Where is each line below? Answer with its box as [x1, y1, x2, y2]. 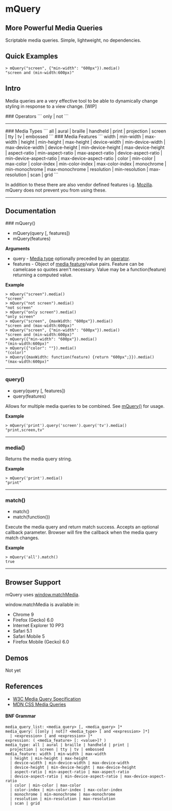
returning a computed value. [12, 272, 73, 278]
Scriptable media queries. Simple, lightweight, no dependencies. [5, 37, 142, 43]
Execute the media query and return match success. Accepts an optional [5, 524, 159, 530]
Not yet [5, 667, 21, 673]
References [5, 682, 43, 691]
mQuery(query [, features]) [12, 230, 70, 236]
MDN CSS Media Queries [12, 701, 67, 707]
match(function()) [12, 514, 50, 520]
